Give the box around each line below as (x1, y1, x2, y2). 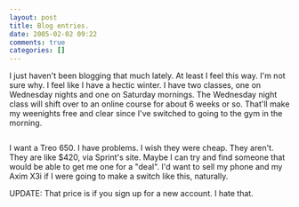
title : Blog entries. (9, 21, 90, 30)
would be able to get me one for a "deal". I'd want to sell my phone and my (9, 162, 283, 172)
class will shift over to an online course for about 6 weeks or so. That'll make (9, 99, 290, 109)
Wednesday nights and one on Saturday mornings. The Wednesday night (9, 90, 278, 100)
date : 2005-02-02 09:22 (9, 29, 98, 38)
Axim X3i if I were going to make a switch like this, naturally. (9, 171, 229, 182)
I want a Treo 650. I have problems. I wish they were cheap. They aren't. (9, 143, 274, 154)
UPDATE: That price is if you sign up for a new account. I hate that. (9, 188, 254, 199)
